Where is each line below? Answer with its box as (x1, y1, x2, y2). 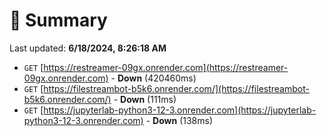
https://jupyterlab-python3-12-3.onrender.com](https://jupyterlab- (43, 104, 317, 116)
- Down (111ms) (113, 93, 177, 105)
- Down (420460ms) (110, 72, 197, 84)
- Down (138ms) (145, 114, 213, 126)
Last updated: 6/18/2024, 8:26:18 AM (9, 42, 167, 54)
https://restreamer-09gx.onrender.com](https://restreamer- (43, 61, 289, 73)
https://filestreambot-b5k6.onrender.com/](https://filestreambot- (43, 82, 310, 94)
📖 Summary (9, 9, 108, 32)
